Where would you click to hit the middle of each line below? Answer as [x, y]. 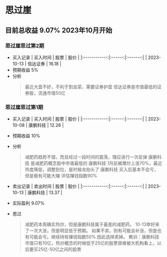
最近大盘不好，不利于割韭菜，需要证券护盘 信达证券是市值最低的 [91, 87]
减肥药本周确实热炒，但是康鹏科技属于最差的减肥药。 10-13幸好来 [92, 225]
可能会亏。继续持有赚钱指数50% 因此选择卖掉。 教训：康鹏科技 [94, 237]
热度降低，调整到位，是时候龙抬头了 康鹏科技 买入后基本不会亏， [91, 170]
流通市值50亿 [52, 93]
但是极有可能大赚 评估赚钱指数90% [61, 176]
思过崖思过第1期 [24, 107]
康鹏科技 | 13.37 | [45, 193]
